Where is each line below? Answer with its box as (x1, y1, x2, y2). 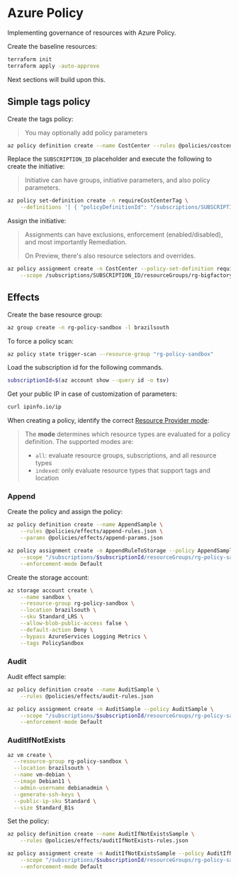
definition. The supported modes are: (24, 438, 134, 446)
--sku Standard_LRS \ (20, 613, 84, 620)
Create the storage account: (7, 573, 90, 581)
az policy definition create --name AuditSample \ (7, 686, 160, 693)
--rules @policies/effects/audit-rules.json (20, 693, 154, 700)
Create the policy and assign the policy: (7, 508, 123, 516)
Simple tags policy (7, 96, 91, 108)
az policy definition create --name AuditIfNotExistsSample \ (7, 831, 195, 838)
